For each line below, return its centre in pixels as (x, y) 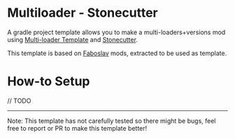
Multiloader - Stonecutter (83, 13)
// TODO (19, 101)
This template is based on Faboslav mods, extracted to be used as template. (117, 53)
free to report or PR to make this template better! (77, 128)
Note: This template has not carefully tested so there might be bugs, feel (112, 121)
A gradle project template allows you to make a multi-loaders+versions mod (116, 32)
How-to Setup (49, 81)
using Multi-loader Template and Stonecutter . (73, 39)
